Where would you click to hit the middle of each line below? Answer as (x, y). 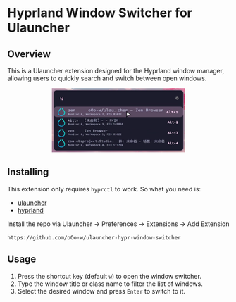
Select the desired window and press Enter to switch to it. (101, 291)
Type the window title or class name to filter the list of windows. (110, 284)
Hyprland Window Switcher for (100, 13)
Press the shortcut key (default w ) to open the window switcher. (110, 276)
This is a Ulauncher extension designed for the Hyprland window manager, (116, 71)
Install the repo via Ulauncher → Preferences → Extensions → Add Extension (118, 224)
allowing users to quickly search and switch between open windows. (107, 78)
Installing (28, 172)
